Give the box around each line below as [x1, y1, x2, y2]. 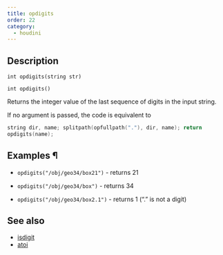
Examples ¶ [7, 150, 58, 162]
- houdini [13, 29, 41, 37]
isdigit [17, 233, 35, 242]
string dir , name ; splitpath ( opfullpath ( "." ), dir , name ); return [7, 124, 202, 131]
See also [7, 215, 45, 227]
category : [7, 23, 36, 30]
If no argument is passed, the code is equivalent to [7, 111, 152, 120]
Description [7, 55, 59, 66]
